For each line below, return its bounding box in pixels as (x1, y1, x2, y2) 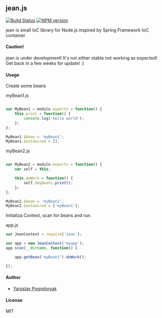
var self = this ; (14, 167, 51, 172)
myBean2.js (5, 148, 30, 154)
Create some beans (5, 83, 46, 89)
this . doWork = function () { (14, 176, 73, 181)
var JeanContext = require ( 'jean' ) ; (5, 232, 82, 237)
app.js (5, 222, 18, 228)
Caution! (5, 44, 24, 50)
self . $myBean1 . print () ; (23, 180, 73, 185)
